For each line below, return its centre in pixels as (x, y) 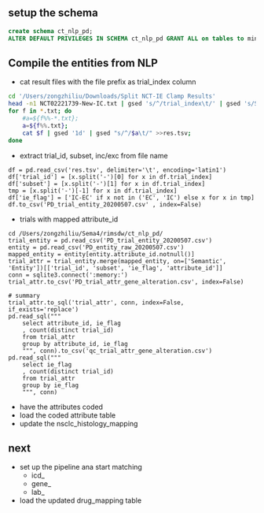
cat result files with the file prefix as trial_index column (108, 82)
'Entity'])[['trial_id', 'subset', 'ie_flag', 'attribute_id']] (115, 268)
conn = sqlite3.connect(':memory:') (68, 275)
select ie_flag (47, 364)
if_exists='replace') (44, 309)
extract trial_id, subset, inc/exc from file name (93, 155)
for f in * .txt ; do (40, 111)
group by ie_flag (51, 385)
